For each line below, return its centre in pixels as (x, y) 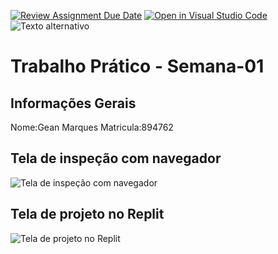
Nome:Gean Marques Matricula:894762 (92, 127)
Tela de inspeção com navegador (116, 158)
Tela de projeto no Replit (87, 214)
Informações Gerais (73, 103)
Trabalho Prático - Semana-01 (137, 66)
